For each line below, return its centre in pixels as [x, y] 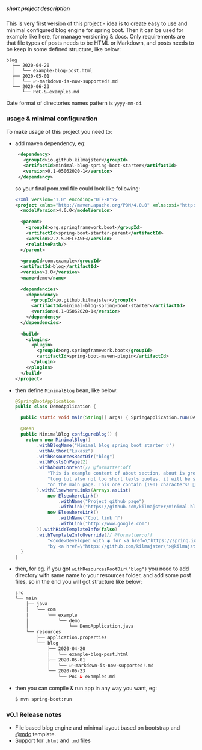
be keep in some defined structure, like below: [64, 49]
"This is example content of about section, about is [116, 473]
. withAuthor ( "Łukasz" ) [65, 451]
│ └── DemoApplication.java [80, 627]
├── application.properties [72, 638]
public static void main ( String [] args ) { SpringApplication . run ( [106, 418]
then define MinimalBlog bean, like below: [66, 390]
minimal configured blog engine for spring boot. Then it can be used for [95, 30]
